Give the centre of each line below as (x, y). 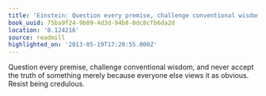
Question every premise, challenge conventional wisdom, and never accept (131, 67)
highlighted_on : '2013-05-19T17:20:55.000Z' (83, 45)
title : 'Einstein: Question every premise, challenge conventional (122, 15)
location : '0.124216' (44, 30)
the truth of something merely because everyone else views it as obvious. (129, 76)
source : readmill (37, 37)
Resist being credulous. (47, 84)
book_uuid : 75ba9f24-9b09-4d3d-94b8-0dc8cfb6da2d (92, 23)
